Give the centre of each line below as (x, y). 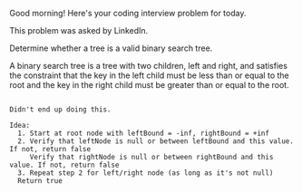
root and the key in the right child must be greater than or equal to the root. (149, 85)
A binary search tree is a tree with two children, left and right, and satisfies (149, 66)
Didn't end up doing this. (60, 110)
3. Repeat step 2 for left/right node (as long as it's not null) (146, 173)
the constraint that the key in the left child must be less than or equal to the (149, 75)
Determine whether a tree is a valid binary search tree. (111, 48)
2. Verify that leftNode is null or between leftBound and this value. (156, 141)
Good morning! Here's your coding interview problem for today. (128, 13)
